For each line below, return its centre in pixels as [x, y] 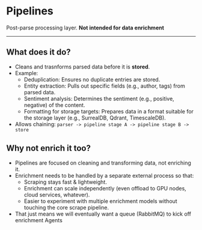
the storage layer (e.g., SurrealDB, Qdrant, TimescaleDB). [95, 118]
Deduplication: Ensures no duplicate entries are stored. [92, 79]
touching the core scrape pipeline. [66, 207]
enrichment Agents [39, 220]
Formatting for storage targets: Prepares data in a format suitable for [109, 111]
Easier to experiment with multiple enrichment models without [100, 201]
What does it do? [38, 52]
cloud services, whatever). [57, 195]
